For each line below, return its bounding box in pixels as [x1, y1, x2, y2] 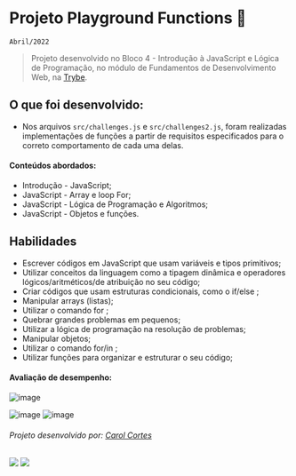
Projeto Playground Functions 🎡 [9, 8, 247, 28]
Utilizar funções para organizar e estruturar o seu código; [21, 352, 234, 362]
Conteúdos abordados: [9, 160, 97, 171]
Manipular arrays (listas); [21, 295, 114, 305]
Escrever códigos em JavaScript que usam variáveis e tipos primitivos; [21, 258, 282, 268]
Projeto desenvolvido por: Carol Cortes [9, 430, 153, 440]
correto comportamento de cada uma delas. [21, 139, 184, 150]
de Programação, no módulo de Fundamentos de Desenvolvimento [30, 62, 276, 73]
